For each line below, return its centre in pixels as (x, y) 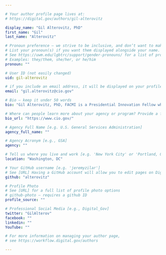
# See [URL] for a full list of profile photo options (63, 191)
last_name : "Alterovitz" (31, 37)
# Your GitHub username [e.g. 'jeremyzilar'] (53, 168)
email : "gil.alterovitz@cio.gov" (40, 91)
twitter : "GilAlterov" (28, 213)
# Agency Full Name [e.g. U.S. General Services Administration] (74, 127)
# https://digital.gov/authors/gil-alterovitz (54, 19)
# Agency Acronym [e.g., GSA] (36, 141)
